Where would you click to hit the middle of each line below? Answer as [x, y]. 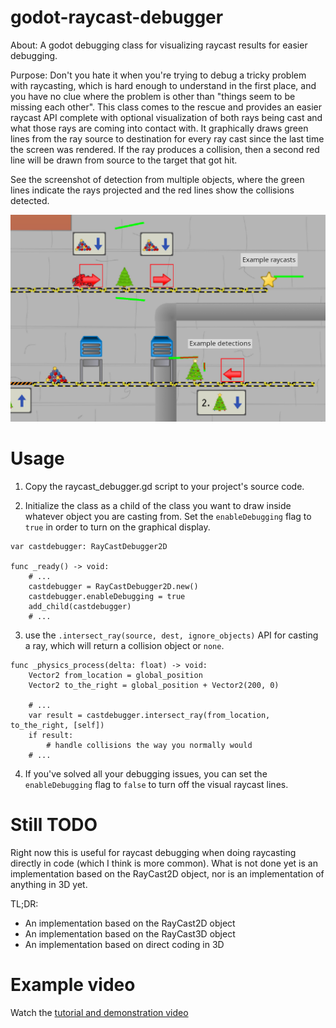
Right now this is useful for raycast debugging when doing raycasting [153, 852]
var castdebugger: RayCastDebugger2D [89, 546]
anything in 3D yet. [49, 884]
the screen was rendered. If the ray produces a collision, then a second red [165, 149]
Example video [73, 984]
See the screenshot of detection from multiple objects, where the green [157, 179]
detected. [30, 200]
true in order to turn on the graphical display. [117, 527]
